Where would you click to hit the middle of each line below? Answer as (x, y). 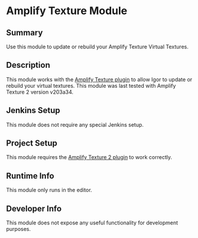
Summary (25, 33)
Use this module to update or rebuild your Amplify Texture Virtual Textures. (98, 47)
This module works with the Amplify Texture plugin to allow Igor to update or (99, 79)
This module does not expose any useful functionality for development (92, 223)
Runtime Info (30, 176)
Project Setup (32, 143)
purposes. (19, 229)
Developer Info (34, 208)
